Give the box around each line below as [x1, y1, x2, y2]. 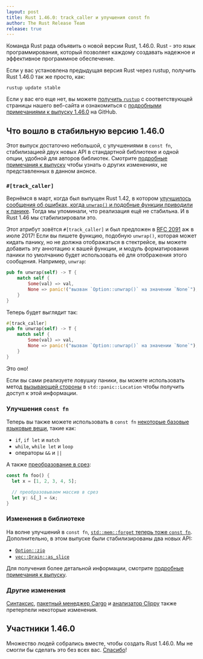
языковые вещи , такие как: [6, 425, 77, 432]
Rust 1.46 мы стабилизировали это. [6, 214, 97, 221]
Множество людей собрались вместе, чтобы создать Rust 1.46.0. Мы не [6, 640, 193, 647]
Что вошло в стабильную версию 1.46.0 [6, 126, 165, 136]
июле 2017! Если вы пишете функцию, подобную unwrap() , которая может [6, 232, 197, 239]
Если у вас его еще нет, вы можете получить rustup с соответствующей [6, 95, 193, 103]
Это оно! [6, 365, 28, 372]
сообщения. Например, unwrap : [6, 258, 86, 265]
